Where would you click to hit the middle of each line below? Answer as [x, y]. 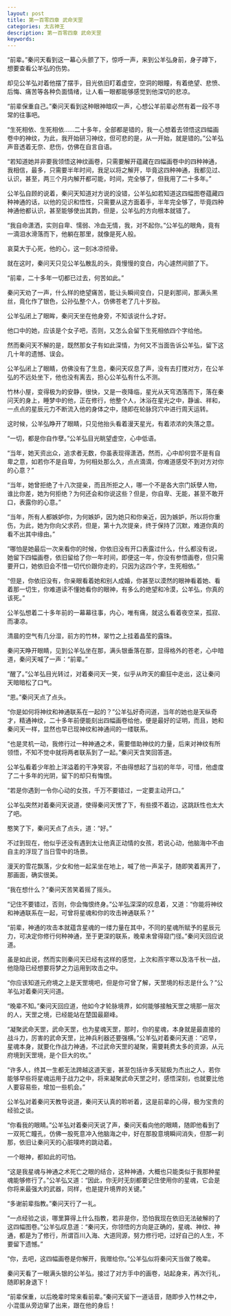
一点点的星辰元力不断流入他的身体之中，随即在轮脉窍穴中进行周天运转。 [109, 409]
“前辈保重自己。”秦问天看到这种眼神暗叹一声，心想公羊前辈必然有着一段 [108, 106]
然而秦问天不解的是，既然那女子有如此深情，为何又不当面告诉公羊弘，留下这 [115, 345]
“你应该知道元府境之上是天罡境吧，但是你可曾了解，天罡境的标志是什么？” [112, 983]
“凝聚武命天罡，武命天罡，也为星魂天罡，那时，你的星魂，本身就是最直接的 [114, 1030]
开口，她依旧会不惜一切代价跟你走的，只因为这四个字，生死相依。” [106, 566]
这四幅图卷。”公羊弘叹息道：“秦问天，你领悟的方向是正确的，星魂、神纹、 [111, 1227]
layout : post [26, 13]
